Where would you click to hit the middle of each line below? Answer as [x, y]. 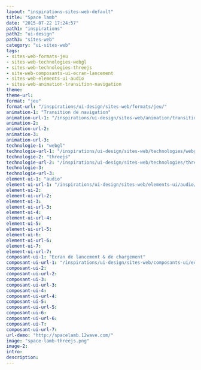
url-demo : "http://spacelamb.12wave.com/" [60, 335]
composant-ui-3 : [26, 279]
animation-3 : [22, 135]
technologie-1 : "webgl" [36, 145]
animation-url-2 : [28, 129]
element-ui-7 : [24, 246]
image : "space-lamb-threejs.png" [48, 341]
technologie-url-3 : [31, 174]
